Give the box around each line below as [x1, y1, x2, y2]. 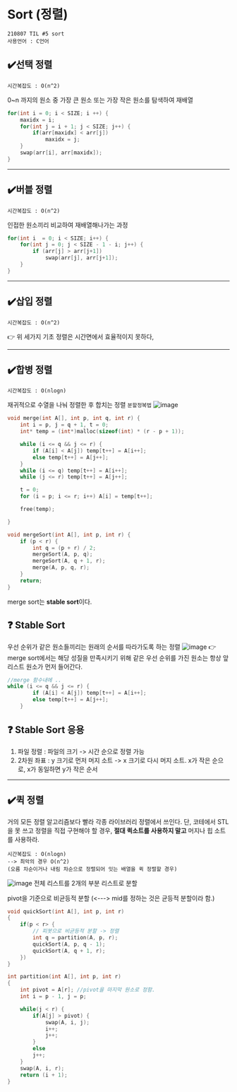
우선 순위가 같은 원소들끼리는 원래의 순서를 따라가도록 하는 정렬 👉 [7, 642, 217, 651]
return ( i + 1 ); [20, 1072, 68, 1079]
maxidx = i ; [20, 116, 55, 124]
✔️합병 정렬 [7, 364, 53, 376]
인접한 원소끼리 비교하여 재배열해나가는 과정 [7, 221, 128, 229]
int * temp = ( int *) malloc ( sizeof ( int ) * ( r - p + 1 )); [20, 428, 185, 435]
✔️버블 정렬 [7, 184, 53, 196]
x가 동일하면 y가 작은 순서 [27, 765, 98, 773]
